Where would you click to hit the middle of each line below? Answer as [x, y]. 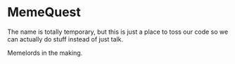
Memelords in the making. [45, 53]
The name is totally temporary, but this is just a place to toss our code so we [118, 32]
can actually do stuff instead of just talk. [65, 39]
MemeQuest [44, 12]
